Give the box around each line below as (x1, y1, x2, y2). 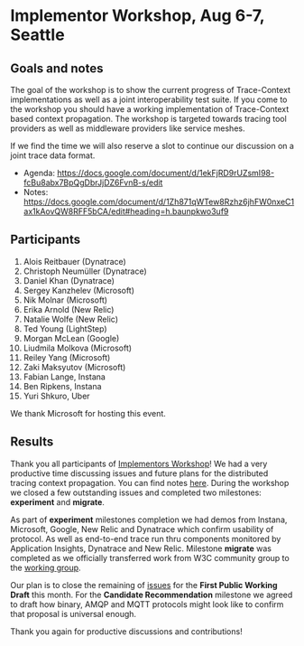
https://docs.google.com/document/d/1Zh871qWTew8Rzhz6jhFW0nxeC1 (23, 196, 295, 207)
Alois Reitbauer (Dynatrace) (23, 256, 127, 267)
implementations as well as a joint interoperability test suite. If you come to (10, 94, 288, 105)
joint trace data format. (10, 150, 96, 161)
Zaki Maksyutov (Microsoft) (23, 361, 126, 372)
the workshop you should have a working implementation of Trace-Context (10, 104, 290, 114)
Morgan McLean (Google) (23, 332, 120, 343)
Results (10, 435, 54, 450)
